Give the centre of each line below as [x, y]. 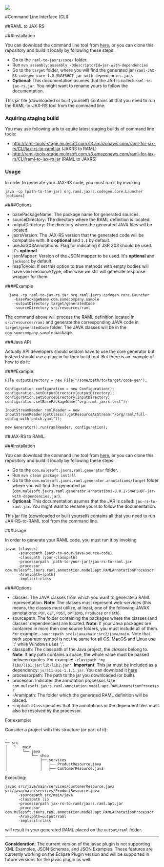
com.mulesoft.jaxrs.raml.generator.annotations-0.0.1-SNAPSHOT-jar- [85, 491]
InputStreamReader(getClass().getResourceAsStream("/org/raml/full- [76, 414]
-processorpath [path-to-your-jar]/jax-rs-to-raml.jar [75, 562]
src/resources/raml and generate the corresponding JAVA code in [72, 322]
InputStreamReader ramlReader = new [42, 410]
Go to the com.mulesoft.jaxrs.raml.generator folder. [65, 470]
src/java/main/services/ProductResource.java [52, 791]
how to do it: [18, 362]
